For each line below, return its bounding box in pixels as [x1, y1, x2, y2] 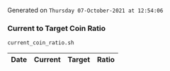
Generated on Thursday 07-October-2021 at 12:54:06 [7, 6, 164, 14]
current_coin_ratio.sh [7, 39, 74, 46]
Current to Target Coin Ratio [7, 23, 106, 33]
